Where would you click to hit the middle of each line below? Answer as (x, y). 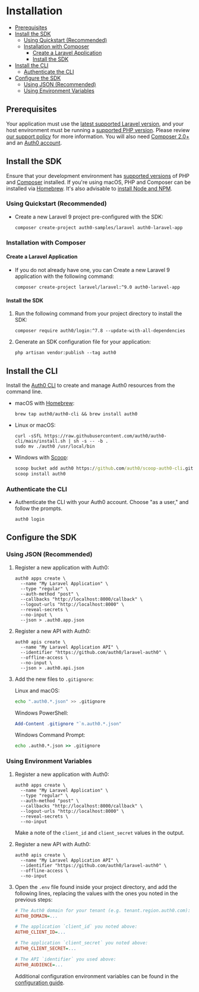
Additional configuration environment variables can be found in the (97, 976)
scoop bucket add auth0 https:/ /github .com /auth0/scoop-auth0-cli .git (104, 468)
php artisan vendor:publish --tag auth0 (65, 353)
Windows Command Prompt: (50, 735)
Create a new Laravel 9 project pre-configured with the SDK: (89, 217)
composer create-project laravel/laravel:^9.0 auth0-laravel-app (97, 287)
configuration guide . (40, 982)
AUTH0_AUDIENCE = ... (39, 965)
